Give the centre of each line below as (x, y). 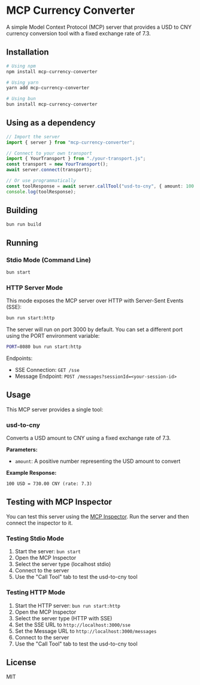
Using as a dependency (51, 123)
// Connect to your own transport (49, 153)
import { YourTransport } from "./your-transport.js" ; (76, 159)
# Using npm (21, 66)
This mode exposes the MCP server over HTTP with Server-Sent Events (95, 301)
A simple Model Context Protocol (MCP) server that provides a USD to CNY (99, 27)
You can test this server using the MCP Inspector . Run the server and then (98, 516)
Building (22, 210)
